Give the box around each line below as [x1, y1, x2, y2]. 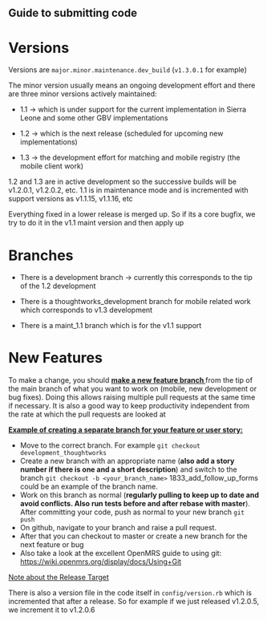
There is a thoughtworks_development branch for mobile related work [19, 297, 251, 306]
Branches [8, 246, 74, 264]
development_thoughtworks [19, 449, 107, 457]
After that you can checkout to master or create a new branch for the [19, 531, 249, 541]
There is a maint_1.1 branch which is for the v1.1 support [19, 321, 202, 331]
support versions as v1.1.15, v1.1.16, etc [8, 194, 134, 204]
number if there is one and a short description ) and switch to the [19, 465, 238, 474]
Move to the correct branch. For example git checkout [19, 440, 200, 450]
